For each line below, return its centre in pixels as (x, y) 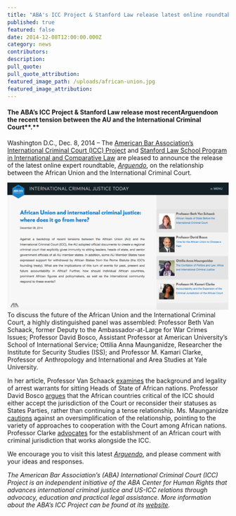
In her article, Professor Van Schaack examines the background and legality (117, 381)
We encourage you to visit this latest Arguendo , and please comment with (114, 454)
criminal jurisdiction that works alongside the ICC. (79, 441)
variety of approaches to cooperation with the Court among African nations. (117, 425)
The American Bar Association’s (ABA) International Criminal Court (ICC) (113, 475)
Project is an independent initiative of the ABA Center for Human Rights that (117, 483)
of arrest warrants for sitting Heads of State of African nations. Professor (113, 388)
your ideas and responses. (46, 462)
